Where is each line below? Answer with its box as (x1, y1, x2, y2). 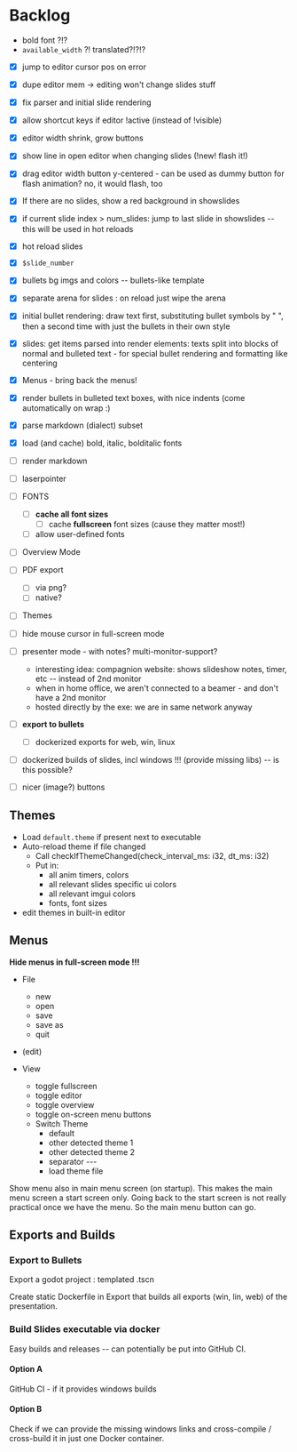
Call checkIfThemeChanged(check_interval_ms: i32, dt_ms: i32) (35, 850, 270, 861)
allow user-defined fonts (35, 529, 126, 540)
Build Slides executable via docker (9, 1323, 160, 1336)
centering (21, 357, 58, 368)
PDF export (21, 565, 64, 575)
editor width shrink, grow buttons (21, 132, 144, 143)
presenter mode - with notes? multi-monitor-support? (21, 646, 218, 656)
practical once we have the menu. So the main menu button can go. (9, 1201, 257, 1212)
